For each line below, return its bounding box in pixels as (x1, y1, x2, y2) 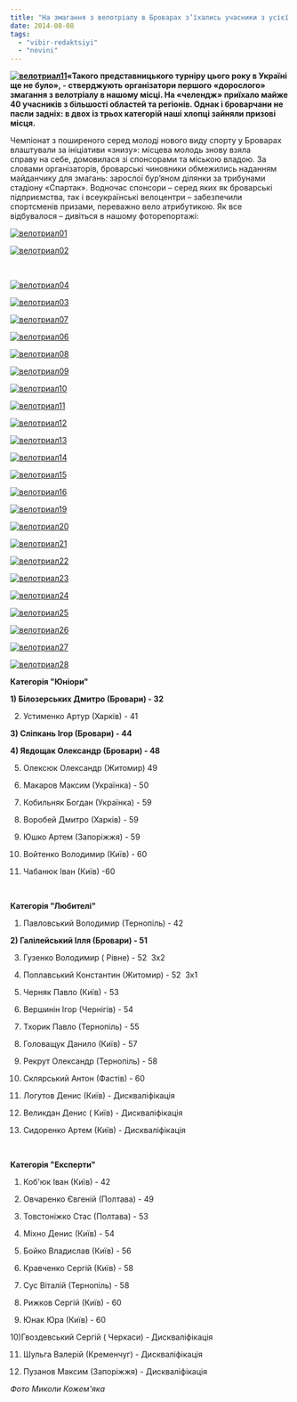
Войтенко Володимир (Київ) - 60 (22, 849, 148, 860)
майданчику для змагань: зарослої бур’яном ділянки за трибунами (10, 173, 266, 183)
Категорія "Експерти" (10, 1159, 96, 1171)
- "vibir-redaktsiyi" (18, 37, 99, 47)
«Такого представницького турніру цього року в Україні (67, 70, 288, 81)
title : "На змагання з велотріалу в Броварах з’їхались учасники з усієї (10, 12, 290, 22)
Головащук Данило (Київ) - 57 (22, 1039, 138, 1049)
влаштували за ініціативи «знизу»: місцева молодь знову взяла (10, 144, 252, 156)
